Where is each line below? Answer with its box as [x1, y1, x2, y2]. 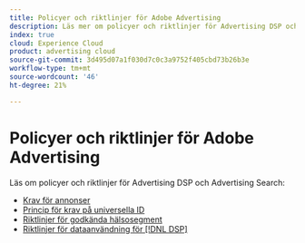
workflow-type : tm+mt [9, 64, 92, 73]
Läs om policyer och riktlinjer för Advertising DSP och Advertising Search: [9, 177, 286, 188]
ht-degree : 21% [9, 81, 67, 90]
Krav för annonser [22, 194, 91, 205]
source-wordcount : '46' [9, 73, 100, 82]
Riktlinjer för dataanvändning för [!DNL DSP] [22, 223, 188, 234]
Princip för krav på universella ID [22, 204, 145, 215]
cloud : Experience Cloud [9, 38, 103, 48]
